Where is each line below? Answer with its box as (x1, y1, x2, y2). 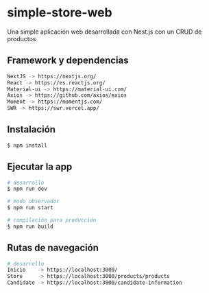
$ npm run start (7, 204, 53, 211)
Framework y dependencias (7, 55, 129, 67)
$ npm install (7, 142, 48, 149)
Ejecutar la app (7, 161, 73, 173)
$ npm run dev (7, 185, 48, 193)
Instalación (7, 124, 56, 135)
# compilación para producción (7, 217, 97, 224)
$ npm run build (7, 223, 53, 230)
